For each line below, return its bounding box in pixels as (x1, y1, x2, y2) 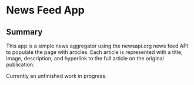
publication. (6, 61, 35, 68)
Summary (6, 27, 43, 37)
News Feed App (6, 4, 85, 17)
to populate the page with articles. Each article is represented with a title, (6, 49, 183, 56)
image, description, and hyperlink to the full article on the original (6, 55, 164, 62)
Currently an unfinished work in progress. (6, 73, 107, 79)
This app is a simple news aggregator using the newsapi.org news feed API (6, 42, 188, 49)
